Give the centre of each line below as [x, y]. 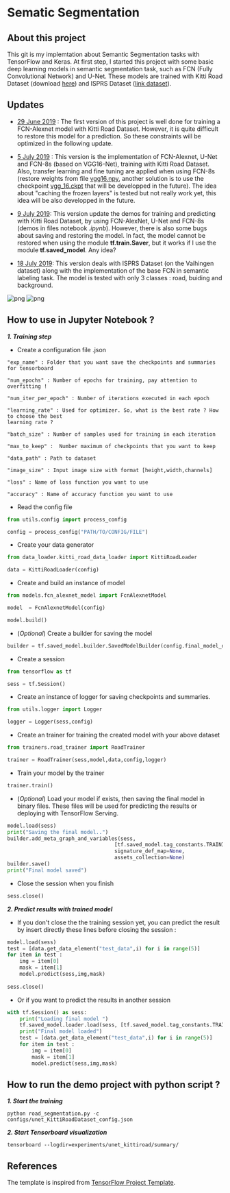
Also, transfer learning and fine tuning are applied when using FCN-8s [116, 171]
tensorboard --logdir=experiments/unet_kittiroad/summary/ [93, 1145]
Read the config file [45, 507]
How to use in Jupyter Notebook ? [81, 320]
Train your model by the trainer [61, 773]
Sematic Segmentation [74, 13]
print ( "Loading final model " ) [64, 1019]
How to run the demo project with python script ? [114, 1084]
